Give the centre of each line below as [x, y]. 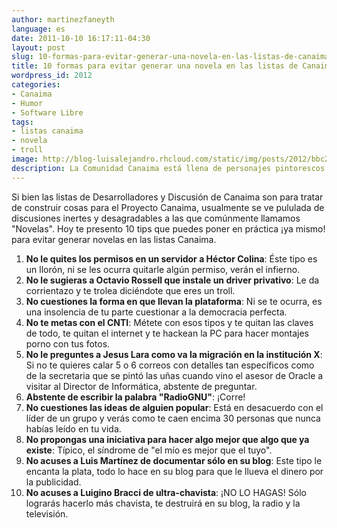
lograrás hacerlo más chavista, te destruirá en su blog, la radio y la [163, 503]
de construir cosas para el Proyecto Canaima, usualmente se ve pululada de [168, 207]
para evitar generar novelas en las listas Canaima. [114, 239]
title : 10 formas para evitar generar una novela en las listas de [155, 66]
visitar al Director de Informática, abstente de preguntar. [141, 386]
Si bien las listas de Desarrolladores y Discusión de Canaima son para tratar [167, 197]
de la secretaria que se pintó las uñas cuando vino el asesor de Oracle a [174, 375]
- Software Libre [47, 112]
